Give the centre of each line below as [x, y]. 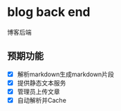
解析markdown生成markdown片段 [65, 74]
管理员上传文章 [38, 92]
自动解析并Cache [42, 100]
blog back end [49, 12]
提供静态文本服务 [41, 83]
